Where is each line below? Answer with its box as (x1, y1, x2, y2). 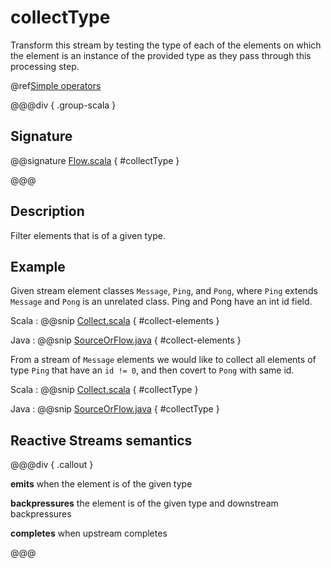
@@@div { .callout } (10, 459, 94, 471)
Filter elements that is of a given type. (10, 229, 166, 241)
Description (10, 203, 85, 220)
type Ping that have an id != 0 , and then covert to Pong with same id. (10, 364, 295, 376)
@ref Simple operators (10, 79, 102, 91)
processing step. (10, 60, 80, 72)
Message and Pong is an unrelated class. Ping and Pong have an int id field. (10, 296, 313, 308)
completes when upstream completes (10, 527, 168, 540)
